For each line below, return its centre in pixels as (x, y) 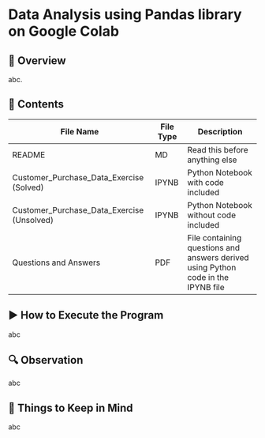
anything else (212, 160)
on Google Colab (64, 31)
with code (206, 182)
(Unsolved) (33, 220)
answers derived (218, 257)
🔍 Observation (46, 360)
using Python (212, 267)
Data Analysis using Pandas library (125, 15)
